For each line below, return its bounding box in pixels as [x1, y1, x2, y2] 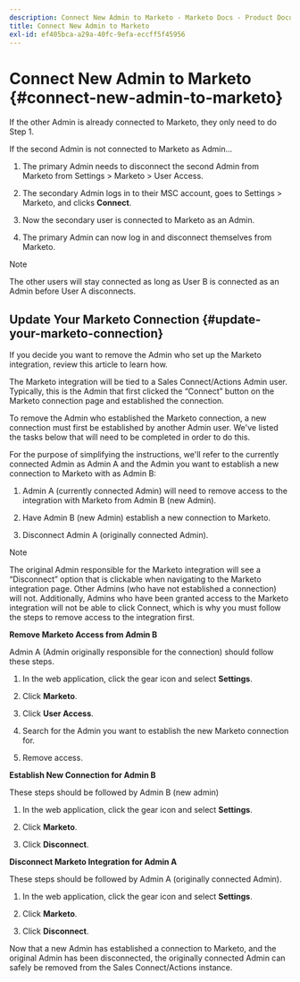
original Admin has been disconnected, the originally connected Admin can [9, 952, 286, 963]
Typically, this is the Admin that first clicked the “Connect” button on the [9, 386, 275, 397]
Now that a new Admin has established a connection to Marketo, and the [9, 944, 277, 954]
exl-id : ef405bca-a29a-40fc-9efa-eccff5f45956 [9, 30, 186, 38]
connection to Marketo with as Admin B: [9, 468, 156, 479]
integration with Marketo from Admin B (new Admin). [21, 495, 217, 506]
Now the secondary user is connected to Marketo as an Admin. [21, 215, 255, 226]
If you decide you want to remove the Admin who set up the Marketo [9, 350, 262, 361]
